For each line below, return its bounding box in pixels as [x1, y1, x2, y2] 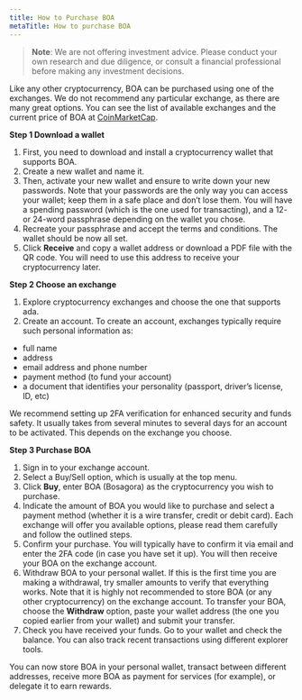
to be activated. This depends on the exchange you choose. [9, 427, 233, 438]
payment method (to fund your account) [22, 371, 172, 382]
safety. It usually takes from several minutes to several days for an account [9, 417, 288, 428]
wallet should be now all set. [22, 232, 129, 243]
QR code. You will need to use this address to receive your [22, 251, 241, 262]
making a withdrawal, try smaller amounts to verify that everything [22, 577, 269, 587]
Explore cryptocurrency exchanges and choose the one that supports [22, 296, 281, 307]
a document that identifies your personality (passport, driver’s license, [22, 380, 284, 392]
